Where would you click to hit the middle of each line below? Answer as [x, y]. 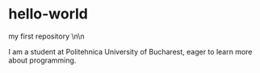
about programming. [42, 60]
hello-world [48, 14]
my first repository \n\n [46, 36]
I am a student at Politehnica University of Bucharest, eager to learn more [130, 51]
